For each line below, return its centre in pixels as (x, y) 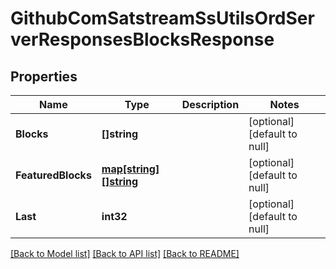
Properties (44, 76)
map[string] (130, 169)
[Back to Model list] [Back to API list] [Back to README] (125, 253)
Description (210, 104)
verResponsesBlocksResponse (142, 39)
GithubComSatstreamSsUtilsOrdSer (162, 18)
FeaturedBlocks (53, 175)
